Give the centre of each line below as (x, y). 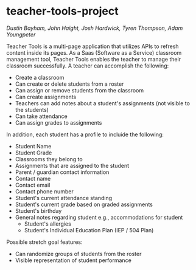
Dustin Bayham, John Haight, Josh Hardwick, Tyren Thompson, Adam (95, 28)
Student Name (33, 146)
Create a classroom (40, 77)
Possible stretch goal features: (45, 242)
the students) (32, 109)
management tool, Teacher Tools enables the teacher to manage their (94, 59)
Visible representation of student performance (73, 260)
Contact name (33, 178)
